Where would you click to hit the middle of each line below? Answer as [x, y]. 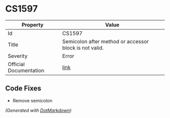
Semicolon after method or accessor [106, 41]
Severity [18, 56]
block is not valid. [83, 47]
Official [16, 64]
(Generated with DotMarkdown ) [38, 110]
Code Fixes [23, 88]
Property [33, 25]
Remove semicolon [32, 100]
